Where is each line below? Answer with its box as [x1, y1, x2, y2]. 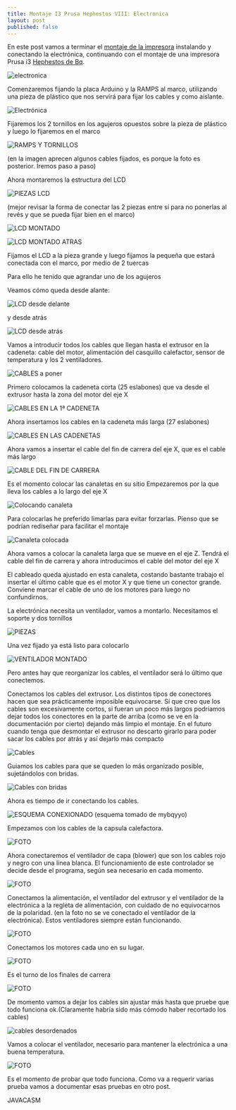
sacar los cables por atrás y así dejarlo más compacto [7, 735, 164, 743]
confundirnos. [7, 593, 48, 601]
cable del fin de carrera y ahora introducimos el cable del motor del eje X [7, 557, 220, 566]
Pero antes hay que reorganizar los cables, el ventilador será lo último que [7, 668, 223, 677]
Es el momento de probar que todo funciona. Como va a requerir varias [7, 1075, 214, 1083]
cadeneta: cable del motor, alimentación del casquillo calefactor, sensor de [7, 348, 225, 356]
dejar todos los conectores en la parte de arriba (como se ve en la [7, 712, 199, 721]
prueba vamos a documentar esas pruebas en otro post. [7, 1083, 171, 1091]
